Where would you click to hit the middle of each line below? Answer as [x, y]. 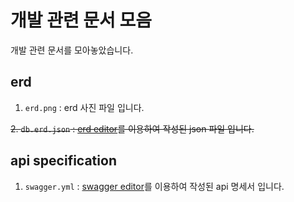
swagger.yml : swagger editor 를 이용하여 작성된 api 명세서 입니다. [154, 186]
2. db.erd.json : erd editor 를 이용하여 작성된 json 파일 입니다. [132, 128]
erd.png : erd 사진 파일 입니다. [84, 107]
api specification [63, 161]
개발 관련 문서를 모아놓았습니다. [72, 50]
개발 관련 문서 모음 [81, 20]
